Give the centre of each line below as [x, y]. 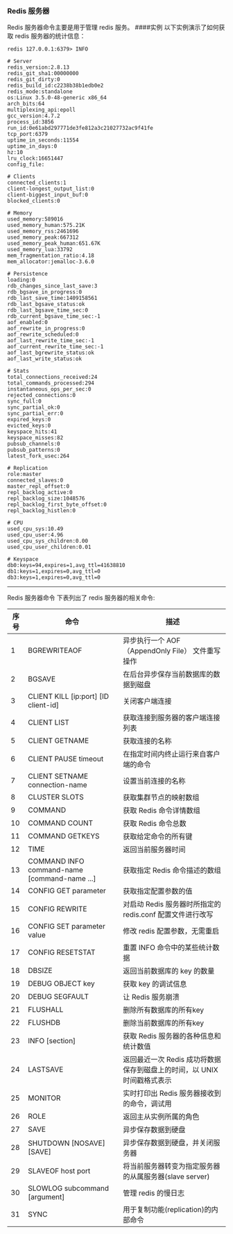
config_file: [26, 164]
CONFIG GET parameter [67, 891]
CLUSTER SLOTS [56, 797]
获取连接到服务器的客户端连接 [171, 718]
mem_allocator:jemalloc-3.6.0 [51, 262]
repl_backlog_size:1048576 [46, 499]
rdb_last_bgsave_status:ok [46, 304]
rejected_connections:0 [42, 396]
